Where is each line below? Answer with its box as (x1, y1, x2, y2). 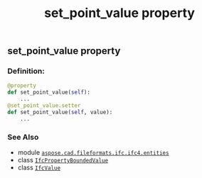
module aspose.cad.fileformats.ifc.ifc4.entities (17, 148, 169, 157)
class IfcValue (17, 163, 61, 172)
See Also (7, 132, 39, 142)
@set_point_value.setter (7, 102, 81, 109)
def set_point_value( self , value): (7, 109, 113, 116)
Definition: (7, 66, 45, 76)
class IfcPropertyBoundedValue (17, 156, 109, 165)
